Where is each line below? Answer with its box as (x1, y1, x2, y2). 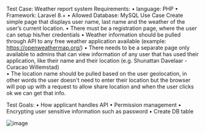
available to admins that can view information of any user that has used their (6, 51, 199, 57)
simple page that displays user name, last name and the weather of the (6, 18, 185, 25)
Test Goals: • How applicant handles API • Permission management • (6, 101, 182, 109)
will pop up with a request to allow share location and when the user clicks (6, 83, 194, 90)
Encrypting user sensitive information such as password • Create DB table (6, 108, 194, 115)
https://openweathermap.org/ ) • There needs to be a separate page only (6, 44, 190, 51)
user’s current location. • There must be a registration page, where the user (6, 24, 197, 32)
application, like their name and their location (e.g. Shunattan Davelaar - (6, 57, 188, 64)
